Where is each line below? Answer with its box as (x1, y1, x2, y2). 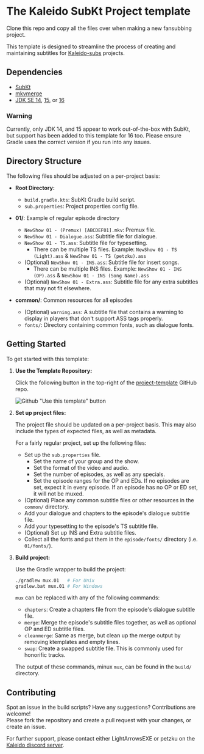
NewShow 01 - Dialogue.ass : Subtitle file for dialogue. (24, 232, 157, 240)
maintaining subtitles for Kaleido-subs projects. (6, 49, 125, 56)
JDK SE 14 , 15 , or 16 (15, 96, 65, 103)
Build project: (15, 554, 51, 561)
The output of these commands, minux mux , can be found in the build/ (15, 663, 192, 670)
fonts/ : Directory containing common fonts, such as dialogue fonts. (24, 321, 194, 328)
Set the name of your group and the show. (33, 457, 139, 465)
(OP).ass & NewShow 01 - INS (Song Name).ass (33, 271, 149, 279)
